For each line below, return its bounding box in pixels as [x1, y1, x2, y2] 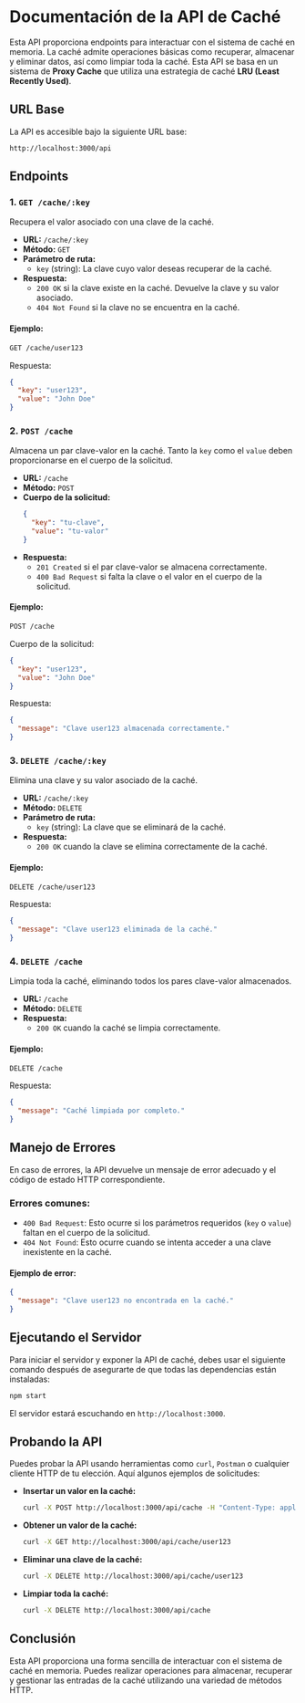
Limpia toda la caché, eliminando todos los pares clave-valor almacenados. [9, 976, 292, 987]
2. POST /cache [9, 424, 74, 437]
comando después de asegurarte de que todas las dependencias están [9, 1363, 277, 1374]
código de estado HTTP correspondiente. [9, 1174, 166, 1185]
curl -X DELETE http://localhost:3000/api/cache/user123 [22, 1572, 244, 1581]
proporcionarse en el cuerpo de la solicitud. [9, 454, 173, 466]
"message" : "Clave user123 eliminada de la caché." [17, 925, 219, 935]
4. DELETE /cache [9, 955, 84, 967]
